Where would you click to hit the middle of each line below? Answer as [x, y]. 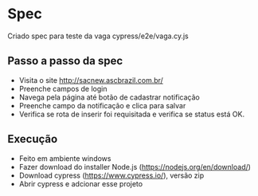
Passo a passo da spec [65, 61]
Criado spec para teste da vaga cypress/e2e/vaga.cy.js [98, 36]
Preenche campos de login [63, 88]
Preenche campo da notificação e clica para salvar [102, 105]
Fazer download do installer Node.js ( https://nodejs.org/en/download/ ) [135, 167]
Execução [33, 139]
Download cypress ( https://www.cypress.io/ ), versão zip [111, 175]
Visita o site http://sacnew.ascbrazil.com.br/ [91, 80]
